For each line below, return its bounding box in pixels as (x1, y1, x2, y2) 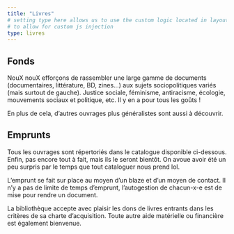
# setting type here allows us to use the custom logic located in (7, 17, 208, 24)
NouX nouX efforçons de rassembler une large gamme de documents (7, 74, 207, 82)
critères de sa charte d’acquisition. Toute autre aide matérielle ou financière (7, 211, 224, 219)
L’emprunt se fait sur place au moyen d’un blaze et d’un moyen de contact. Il (7, 176, 226, 184)
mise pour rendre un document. (7, 190, 98, 199)
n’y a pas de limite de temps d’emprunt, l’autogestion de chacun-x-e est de (7, 183, 223, 192)
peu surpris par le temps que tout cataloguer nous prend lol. (7, 162, 180, 171)
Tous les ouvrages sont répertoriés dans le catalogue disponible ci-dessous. (7, 147, 227, 156)
